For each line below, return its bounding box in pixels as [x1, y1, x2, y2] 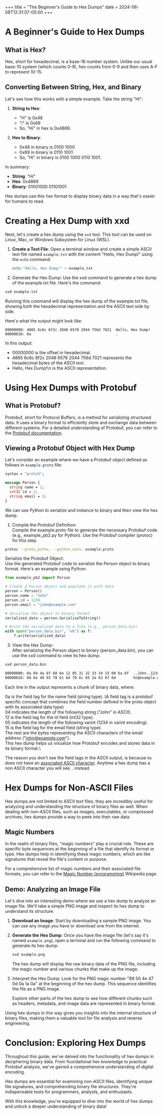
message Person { [5, 480, 40, 485]
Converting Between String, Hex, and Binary [5, 83, 142, 92]
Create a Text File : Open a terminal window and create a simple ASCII [12, 246, 152, 252]
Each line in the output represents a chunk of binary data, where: [5, 684, 135, 690]
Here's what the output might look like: [5, 318, 82, 323]
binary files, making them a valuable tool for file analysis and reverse [5, 1015, 142, 1021]
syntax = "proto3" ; [5, 472, 45, 476]
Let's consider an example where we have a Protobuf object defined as [5, 457, 147, 463]
